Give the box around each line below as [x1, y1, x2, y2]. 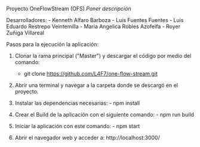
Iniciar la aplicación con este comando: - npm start [14, 123, 140, 130]
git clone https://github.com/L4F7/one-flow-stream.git [23, 70, 158, 77]
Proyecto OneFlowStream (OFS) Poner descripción [6, 5, 131, 12]
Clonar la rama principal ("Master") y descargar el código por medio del [14, 52, 192, 59]
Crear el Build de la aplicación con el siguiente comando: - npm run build [14, 111, 194, 118]
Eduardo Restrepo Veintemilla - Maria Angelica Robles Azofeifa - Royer [6, 23, 181, 30]
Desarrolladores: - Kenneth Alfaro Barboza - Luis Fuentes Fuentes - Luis [6, 17, 184, 23]
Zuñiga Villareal [6, 29, 45, 36]
